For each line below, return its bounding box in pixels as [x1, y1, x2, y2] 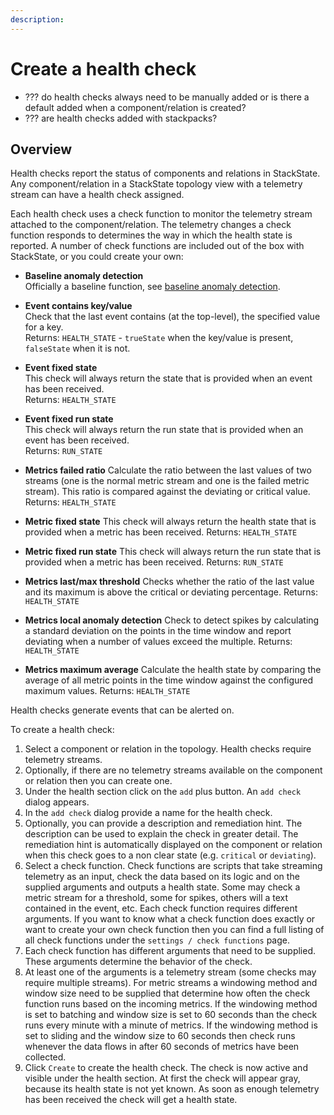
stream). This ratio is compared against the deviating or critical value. [24, 486, 311, 498]
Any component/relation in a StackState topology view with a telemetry [10, 178, 303, 190]
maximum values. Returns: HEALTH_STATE [24, 685, 191, 697]
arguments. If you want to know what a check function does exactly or [24, 913, 316, 925]
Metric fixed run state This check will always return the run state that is [24, 546, 322, 558]
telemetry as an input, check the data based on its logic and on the [24, 871, 300, 883]
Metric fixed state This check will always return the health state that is [24, 516, 317, 528]
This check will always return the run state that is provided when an [24, 424, 304, 436]
